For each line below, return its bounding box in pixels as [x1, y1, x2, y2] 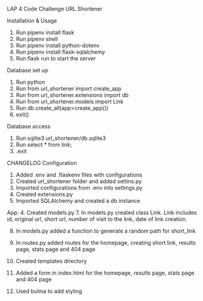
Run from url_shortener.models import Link [15, 98, 124, 105]
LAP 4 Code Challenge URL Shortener [7, 5, 103, 12]
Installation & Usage [7, 17, 57, 24]
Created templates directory [15, 258, 87, 264]
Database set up [7, 67, 48, 74]
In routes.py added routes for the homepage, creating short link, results [15, 239, 196, 246]
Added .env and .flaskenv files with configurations [15, 171, 142, 178]
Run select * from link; [15, 141, 72, 148]
